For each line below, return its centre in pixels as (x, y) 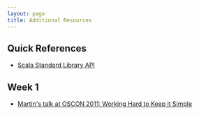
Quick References (47, 48)
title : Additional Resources (50, 20)
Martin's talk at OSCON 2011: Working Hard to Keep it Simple (105, 104)
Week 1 (23, 87)
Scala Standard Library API (56, 65)
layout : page (26, 14)
